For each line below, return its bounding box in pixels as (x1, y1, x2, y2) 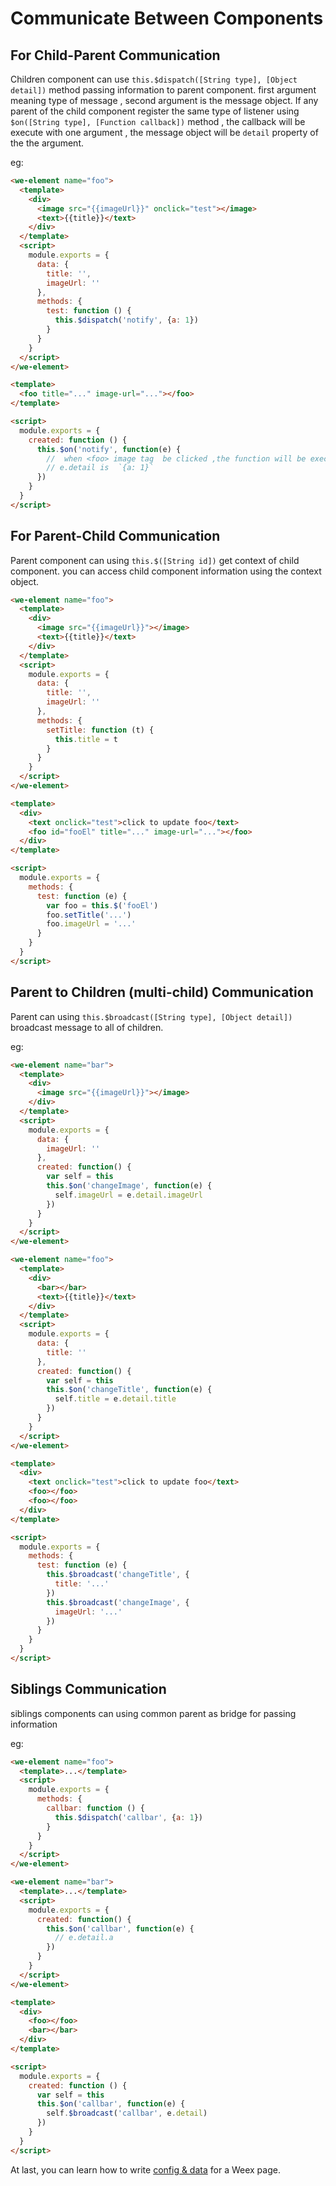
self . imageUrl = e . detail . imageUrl (54, 1190, 203, 1200)
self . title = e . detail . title (54, 1394, 177, 1404)
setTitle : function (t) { (46, 725, 155, 735)
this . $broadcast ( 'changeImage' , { (46, 1597, 190, 1607)
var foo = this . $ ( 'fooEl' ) (46, 900, 159, 911)
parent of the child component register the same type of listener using (10, 105, 300, 117)
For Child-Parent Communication (10, 47, 221, 64)
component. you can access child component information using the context (10, 565, 322, 577)
